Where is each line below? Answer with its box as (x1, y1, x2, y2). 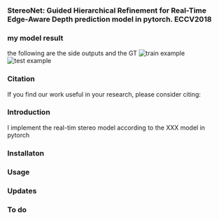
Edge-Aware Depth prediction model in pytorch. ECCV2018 (7, 14, 212, 24)
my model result (7, 33, 64, 43)
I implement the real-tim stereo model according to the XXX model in (7, 123, 205, 132)
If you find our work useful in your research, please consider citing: (7, 90, 202, 98)
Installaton (7, 148, 44, 158)
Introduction (7, 107, 50, 117)
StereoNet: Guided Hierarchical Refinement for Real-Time (7, 6, 207, 15)
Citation (7, 74, 35, 84)
